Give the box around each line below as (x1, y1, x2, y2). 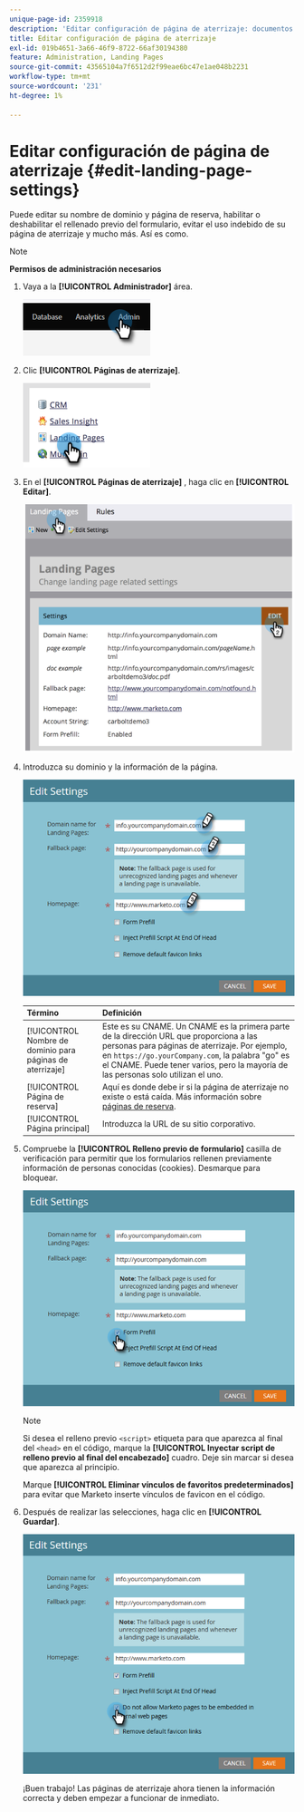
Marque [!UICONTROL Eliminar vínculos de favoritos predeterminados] (22, 1478, 294, 1490)
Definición (102, 1007, 142, 1019)
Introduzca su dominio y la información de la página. (22, 761, 219, 772)
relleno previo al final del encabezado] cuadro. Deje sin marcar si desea (22, 1451, 294, 1463)
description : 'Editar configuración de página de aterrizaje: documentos (9, 24, 294, 34)
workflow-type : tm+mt (9, 73, 91, 82)
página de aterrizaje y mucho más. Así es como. (9, 228, 189, 239)
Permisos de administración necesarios (9, 264, 162, 275)
